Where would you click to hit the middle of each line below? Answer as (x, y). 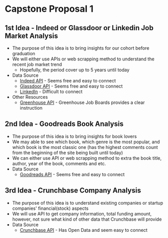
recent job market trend (37, 64)
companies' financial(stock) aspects (50, 208)
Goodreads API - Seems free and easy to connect (72, 174)
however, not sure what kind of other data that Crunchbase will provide (87, 219)
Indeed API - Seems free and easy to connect (68, 81)
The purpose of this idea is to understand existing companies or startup (88, 203)
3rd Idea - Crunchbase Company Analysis (73, 191)
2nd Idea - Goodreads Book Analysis (64, 124)
